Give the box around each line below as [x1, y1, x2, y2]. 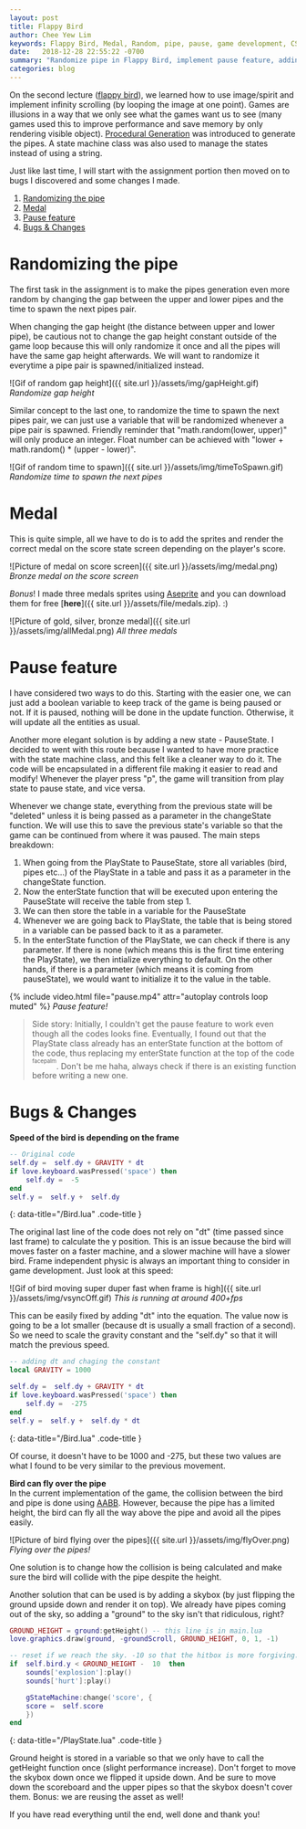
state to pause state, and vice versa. [9, 783, 146, 794]
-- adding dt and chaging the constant [9, 1357, 161, 1366]
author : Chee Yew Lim [9, 30, 92, 39]
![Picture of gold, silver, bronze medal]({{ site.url [9, 615, 191, 626]
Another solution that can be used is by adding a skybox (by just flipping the [9, 1589, 296, 1600]
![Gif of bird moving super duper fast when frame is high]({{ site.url [9, 1283, 261, 1294]
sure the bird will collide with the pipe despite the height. [9, 1571, 222, 1582]
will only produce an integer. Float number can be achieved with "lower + [9, 434, 284, 445]
